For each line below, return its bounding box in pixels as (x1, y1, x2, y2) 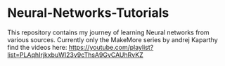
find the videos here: (7, 43, 67, 51)
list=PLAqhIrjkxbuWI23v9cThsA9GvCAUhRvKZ (7, 51, 143, 59)
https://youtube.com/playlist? (68, 43, 154, 51)
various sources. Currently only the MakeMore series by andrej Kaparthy (7, 35, 218, 44)
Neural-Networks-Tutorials (7, 5, 169, 21)
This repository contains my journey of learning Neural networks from (7, 28, 210, 37)
